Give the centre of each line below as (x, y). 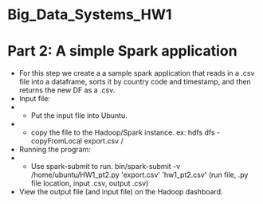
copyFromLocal (57, 141)
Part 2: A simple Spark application (122, 51)
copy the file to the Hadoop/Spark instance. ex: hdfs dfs (123, 132)
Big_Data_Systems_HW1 (90, 15)
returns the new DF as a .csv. (67, 90)
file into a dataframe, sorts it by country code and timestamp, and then (135, 82)
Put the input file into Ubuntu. (79, 116)
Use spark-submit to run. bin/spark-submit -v (106, 167)
